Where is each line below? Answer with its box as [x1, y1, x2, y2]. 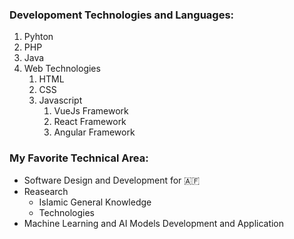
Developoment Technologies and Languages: [9, 8, 235, 22]
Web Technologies [23, 63, 101, 75]
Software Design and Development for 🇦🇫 [23, 174, 201, 186]
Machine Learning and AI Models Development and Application [23, 217, 285, 229]
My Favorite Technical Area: [9, 151, 149, 165]
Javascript [38, 94, 83, 107]
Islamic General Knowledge [38, 196, 152, 208]
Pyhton [23, 31, 54, 43]
